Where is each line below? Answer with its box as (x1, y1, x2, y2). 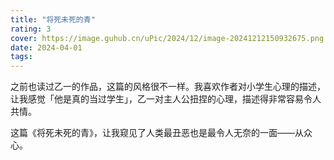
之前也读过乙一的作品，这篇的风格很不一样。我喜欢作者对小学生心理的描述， (10, 81, 326, 93)
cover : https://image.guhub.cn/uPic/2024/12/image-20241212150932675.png (10, 33, 325, 43)
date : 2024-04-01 (10, 42, 83, 53)
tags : (10, 52, 33, 62)
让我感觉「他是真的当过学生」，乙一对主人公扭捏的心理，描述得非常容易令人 (10, 93, 322, 105)
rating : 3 (10, 24, 52, 34)
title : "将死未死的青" (10, 14, 96, 25)
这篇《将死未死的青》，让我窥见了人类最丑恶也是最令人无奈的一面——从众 (10, 127, 313, 139)
